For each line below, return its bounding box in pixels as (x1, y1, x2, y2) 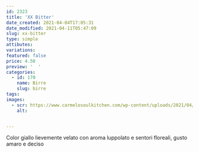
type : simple (6, 36, 38, 42)
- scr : (11, 102, 28, 108)
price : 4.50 (6, 58, 36, 64)
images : (6, 96, 25, 102)
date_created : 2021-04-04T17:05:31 (6, 20, 94, 25)
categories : (6, 69, 36, 75)
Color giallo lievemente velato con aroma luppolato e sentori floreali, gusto (6, 134, 188, 141)
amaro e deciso (6, 140, 44, 148)
